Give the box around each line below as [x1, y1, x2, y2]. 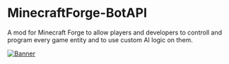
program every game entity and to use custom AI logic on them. [7, 35, 193, 44]
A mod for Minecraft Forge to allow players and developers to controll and [7, 28, 223, 37]
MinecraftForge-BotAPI [7, 5, 147, 21]
